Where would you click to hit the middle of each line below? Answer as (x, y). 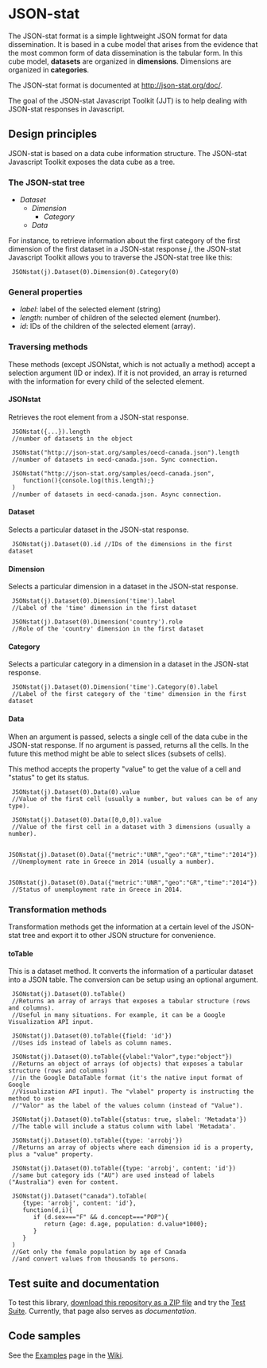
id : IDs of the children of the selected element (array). (108, 326)
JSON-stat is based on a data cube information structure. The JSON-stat (128, 153)
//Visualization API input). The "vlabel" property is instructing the (133, 1092)
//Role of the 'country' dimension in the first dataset (108, 629)
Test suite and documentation (84, 1283)
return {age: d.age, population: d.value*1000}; (126, 1224)
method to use (32, 1099)
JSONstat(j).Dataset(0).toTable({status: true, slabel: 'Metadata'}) (129, 1120)
